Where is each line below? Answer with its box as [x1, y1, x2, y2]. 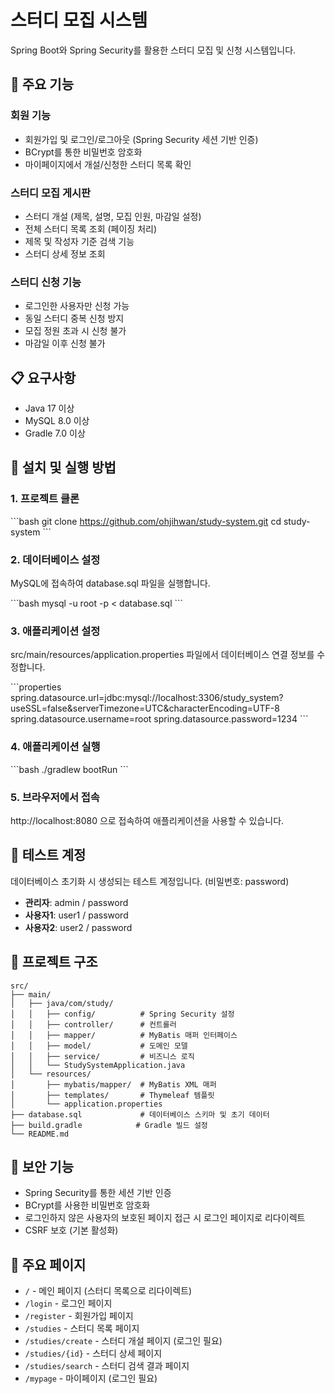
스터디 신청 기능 [10, 275, 82, 289]
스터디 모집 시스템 [10, 9, 148, 32]
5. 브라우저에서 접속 [10, 790, 100, 804]
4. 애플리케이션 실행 [10, 740, 101, 754]
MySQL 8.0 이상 [24, 415, 90, 427]
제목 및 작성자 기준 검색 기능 [24, 235, 135, 247]
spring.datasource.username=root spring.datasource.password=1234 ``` [10, 713, 309, 725]
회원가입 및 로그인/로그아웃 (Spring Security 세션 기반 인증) [24, 133, 259, 145]
